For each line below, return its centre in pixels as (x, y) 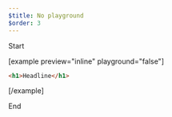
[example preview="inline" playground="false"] (86, 61)
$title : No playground (46, 16)
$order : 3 (25, 23)
